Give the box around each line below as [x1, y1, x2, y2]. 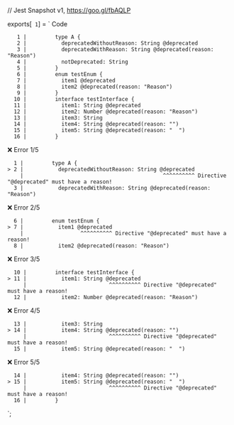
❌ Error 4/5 [7, 306, 40, 315]
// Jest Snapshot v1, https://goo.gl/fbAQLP [7, 6, 131, 14]
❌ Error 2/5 [7, 203, 40, 212]
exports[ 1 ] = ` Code [7, 20, 68, 28]
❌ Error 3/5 [7, 255, 40, 263]
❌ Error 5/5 [7, 358, 40, 366]
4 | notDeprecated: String [16, 58, 129, 65]
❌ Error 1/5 [7, 146, 39, 154]
